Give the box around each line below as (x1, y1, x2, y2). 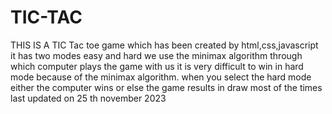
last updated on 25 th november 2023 (10, 92, 167, 104)
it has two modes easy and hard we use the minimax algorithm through (10, 49, 303, 61)
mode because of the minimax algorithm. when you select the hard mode (10, 71, 312, 83)
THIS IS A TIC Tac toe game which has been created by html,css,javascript (10, 39, 319, 51)
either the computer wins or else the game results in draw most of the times (10, 81, 323, 93)
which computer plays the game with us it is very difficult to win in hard (10, 60, 304, 72)
